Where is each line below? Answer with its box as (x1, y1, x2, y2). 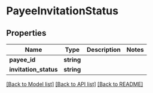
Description (86, 46, 121, 54)
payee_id (9, 55, 36, 64)
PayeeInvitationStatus (6, 4, 118, 18)
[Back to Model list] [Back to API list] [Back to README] (6, 80, 143, 88)
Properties (6, 28, 47, 38)
